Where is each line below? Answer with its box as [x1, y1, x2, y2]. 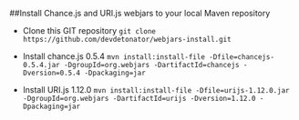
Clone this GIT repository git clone [22, 25, 157, 35]
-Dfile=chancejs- [209, 53, 275, 62]
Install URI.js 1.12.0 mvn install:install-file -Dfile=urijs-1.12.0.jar [22, 85, 290, 95]
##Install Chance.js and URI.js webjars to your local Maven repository [9, 8, 271, 18]
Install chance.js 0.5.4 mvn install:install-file [22, 51, 205, 62]
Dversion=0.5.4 [22, 68, 81, 77]
